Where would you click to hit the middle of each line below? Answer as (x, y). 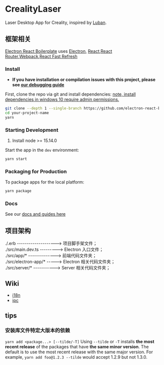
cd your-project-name (27, 113)
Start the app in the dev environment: (42, 150)
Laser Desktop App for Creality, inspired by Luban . (56, 22)
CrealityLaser (33, 9)
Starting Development (32, 130)
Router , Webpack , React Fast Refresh (41, 56)
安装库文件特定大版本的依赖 (38, 330)
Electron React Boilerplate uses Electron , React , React (59, 51)
